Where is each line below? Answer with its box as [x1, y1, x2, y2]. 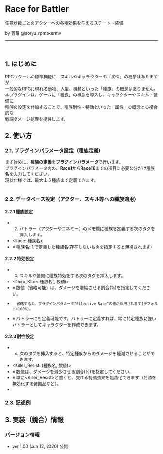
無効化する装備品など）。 [12, 380, 62, 386]
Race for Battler [5, 3, 69, 15]
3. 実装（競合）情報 [5, 416, 64, 424]
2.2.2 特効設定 [5, 256, 34, 262]
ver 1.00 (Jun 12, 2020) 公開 [12, 443, 68, 449]
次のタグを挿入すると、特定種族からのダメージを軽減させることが [19, 350, 151, 356]
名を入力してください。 [5, 171, 52, 177]
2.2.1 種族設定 [5, 208, 33, 214]
